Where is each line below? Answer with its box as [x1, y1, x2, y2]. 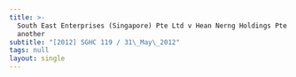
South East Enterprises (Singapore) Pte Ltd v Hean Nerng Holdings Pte [17, 21, 288, 30]
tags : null [9, 46, 50, 55]
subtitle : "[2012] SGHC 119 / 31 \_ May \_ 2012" [9, 37, 180, 47]
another [17, 29, 46, 38]
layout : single [9, 54, 66, 63]
